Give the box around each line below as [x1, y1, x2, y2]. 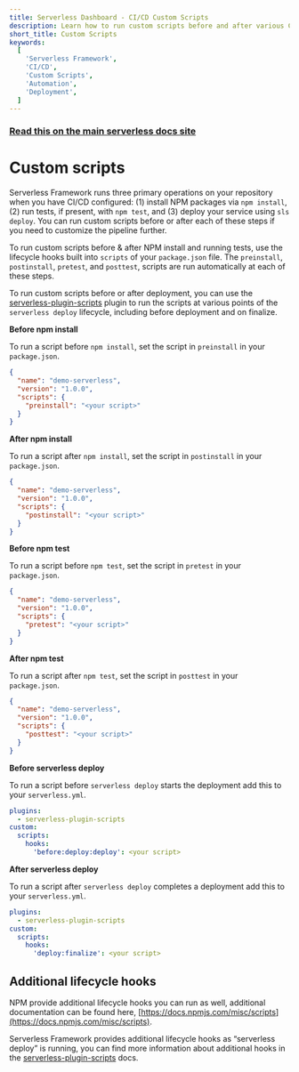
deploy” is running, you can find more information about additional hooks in [9, 1043, 286, 1054]
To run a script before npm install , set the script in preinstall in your [9, 342, 265, 352]
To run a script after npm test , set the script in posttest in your [9, 670, 238, 681]
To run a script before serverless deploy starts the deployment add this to [9, 779, 282, 790]
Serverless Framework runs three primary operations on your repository [9, 188, 273, 198]
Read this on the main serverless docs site [9, 125, 197, 138]
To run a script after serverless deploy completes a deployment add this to [9, 881, 285, 891]
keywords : [9, 37, 46, 47]
